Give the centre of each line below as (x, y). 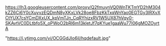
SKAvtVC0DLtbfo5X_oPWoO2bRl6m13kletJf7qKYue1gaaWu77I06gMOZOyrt (82, 23)
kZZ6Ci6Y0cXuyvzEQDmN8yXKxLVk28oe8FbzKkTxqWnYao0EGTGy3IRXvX (83, 12)
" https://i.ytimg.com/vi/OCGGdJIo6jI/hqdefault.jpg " (58, 38)
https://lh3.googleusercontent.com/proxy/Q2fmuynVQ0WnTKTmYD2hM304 (83, 7)
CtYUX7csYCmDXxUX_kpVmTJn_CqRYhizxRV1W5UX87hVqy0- (69, 18)
